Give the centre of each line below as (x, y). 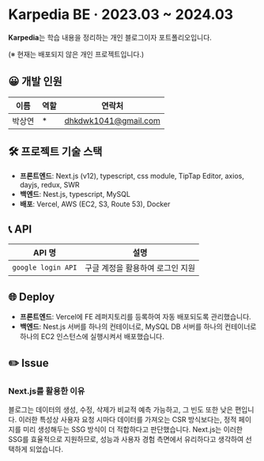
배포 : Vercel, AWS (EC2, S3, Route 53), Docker (95, 204)
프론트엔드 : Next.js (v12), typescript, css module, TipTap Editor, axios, (132, 176)
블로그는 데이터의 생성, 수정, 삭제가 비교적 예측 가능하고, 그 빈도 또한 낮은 (121, 410)
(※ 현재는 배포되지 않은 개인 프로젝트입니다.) (76, 54)
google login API (45, 268)
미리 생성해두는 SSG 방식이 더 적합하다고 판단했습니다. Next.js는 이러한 (133, 429)
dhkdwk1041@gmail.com (112, 120)
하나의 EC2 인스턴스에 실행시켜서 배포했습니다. (92, 337)
